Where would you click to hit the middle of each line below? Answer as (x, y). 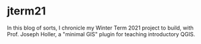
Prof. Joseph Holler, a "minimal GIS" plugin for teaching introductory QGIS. (101, 34)
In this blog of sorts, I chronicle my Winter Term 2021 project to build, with (100, 28)
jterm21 (27, 11)
